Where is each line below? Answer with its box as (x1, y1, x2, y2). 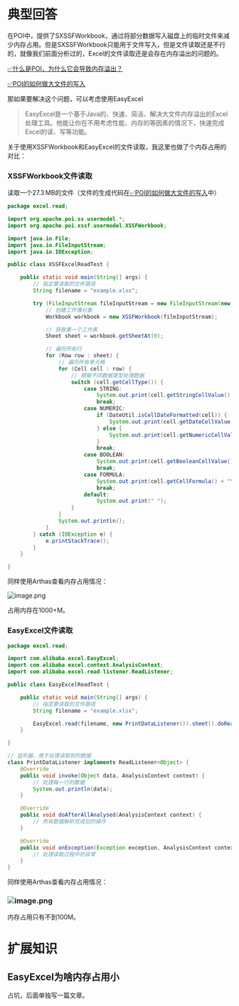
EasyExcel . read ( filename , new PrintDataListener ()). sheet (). (33, 720, 218, 727)
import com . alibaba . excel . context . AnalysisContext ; (7, 662, 164, 669)
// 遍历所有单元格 (58, 359, 105, 366)
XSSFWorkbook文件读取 (7, 171, 92, 181)
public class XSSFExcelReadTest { (7, 261, 110, 268)
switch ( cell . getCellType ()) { (70, 378, 164, 386)
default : (83, 491, 110, 498)
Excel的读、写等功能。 (24, 127, 91, 136)
